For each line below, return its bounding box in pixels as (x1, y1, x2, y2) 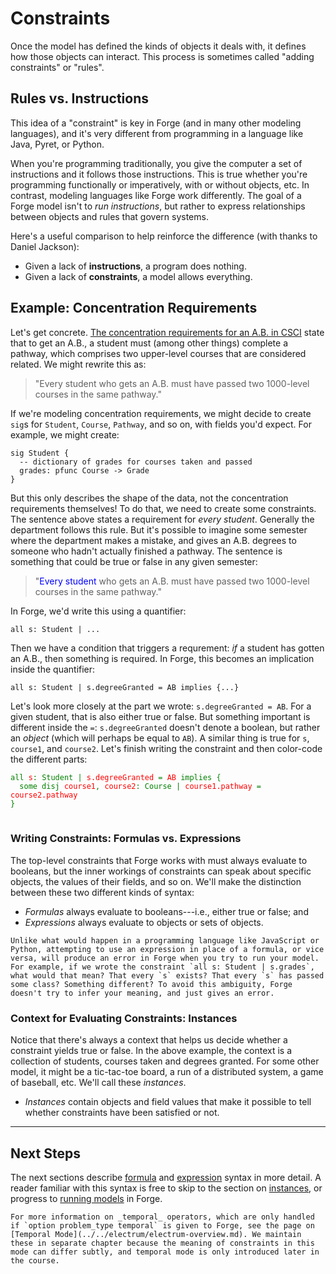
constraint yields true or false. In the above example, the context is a (10, 1045, 293, 1057)
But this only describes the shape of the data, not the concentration (10, 492, 289, 504)
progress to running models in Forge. (10, 1192, 163, 1204)
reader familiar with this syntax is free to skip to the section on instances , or (10, 1182, 323, 1194)
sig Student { (10, 448, 70, 458)
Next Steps (10, 1145, 81, 1162)
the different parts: (10, 753, 88, 765)
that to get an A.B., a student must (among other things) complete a (10, 337, 288, 349)
